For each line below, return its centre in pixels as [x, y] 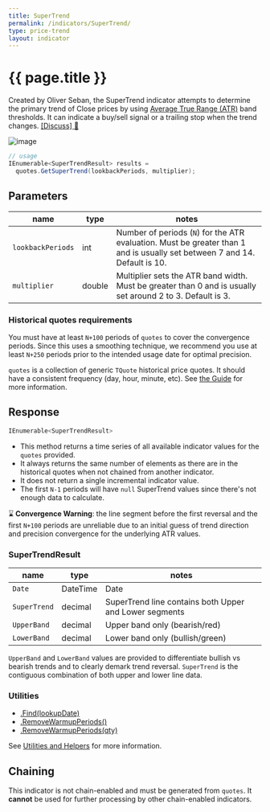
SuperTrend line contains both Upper [175, 601]
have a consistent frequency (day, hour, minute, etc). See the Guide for [126, 378]
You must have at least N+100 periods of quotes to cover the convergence [129, 337]
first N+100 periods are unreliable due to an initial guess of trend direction [129, 525]
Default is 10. [141, 262]
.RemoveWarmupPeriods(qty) [69, 730]
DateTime [80, 588]
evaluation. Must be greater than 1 [181, 242]
